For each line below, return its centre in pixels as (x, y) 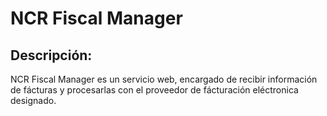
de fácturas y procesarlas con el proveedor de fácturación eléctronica (154, 90)
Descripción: (51, 55)
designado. (33, 100)
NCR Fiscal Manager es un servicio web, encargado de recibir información (164, 79)
